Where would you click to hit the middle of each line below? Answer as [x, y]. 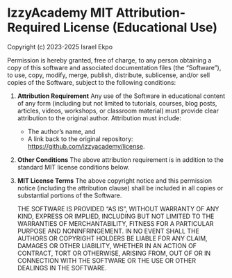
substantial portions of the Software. [69, 195]
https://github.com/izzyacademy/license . [86, 146]
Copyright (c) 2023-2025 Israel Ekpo [60, 47]
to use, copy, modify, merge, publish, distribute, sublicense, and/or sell [109, 75]
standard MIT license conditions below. [73, 167]
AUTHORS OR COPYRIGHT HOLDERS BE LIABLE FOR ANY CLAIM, [112, 238]
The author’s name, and [61, 131]
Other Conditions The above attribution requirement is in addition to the [120, 160]
